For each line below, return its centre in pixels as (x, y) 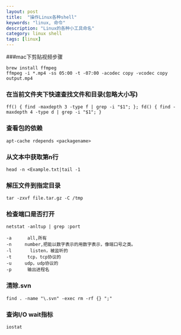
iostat (14, 327)
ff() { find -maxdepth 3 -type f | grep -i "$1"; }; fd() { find (88, 107)
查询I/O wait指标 (30, 314)
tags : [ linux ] (24, 39)
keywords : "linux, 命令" (36, 23)
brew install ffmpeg (32, 68)
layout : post (22, 12)
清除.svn (19, 286)
